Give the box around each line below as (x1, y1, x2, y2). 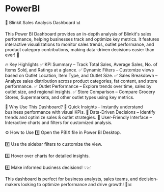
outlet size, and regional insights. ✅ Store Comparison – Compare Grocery (5, 89, 156, 95)
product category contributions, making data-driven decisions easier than (5, 46, 155, 52)
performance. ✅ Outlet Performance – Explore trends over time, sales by (5, 83, 152, 89)
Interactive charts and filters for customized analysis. (5, 119, 113, 126)
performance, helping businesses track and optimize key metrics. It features (5, 36, 160, 42)
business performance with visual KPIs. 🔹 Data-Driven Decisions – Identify (5, 109, 156, 115)
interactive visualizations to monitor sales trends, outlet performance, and (5, 41, 154, 47)
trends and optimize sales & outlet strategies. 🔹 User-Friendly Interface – (5, 114, 152, 120)
